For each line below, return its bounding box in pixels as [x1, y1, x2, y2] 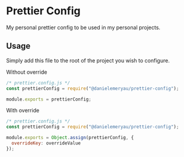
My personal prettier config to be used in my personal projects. [6, 24, 161, 31]
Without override [6, 68, 47, 76]
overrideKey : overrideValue [11, 140, 81, 146]
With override [6, 107, 40, 114]
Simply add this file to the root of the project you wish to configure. [6, 56, 170, 64]
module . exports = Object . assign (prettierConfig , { [6, 135, 134, 141]
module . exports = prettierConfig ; [6, 96, 92, 102]
